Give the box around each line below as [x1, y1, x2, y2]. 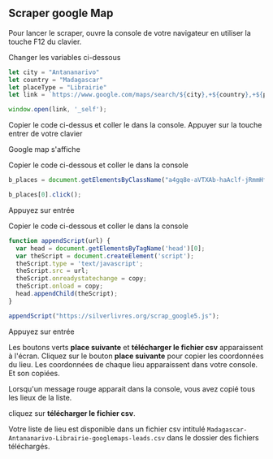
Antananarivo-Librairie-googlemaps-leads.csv [8, 434, 165, 442]
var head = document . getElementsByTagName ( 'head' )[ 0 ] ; [15, 244, 206, 253]
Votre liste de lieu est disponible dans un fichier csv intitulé [8, 424, 206, 434]
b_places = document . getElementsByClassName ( [8, 176, 165, 184]
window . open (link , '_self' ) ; [8, 106, 107, 114]
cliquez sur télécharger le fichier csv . [8, 408, 136, 418]
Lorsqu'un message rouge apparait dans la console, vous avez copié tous [8, 383, 256, 393]
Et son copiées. [8, 368, 61, 378]
